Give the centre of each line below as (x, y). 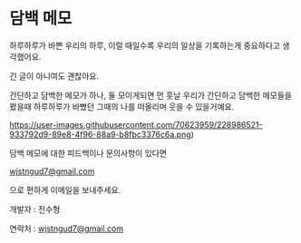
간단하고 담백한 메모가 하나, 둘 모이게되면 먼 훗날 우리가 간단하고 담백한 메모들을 (151, 95)
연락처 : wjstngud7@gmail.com (67, 228)
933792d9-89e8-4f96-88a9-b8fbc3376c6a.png (101, 134)
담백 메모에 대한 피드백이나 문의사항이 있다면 (88, 153)
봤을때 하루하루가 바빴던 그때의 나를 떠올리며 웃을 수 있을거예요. (122, 106)
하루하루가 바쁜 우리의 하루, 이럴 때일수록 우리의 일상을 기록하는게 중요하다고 (145, 45)
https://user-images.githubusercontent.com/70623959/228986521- (136, 124)
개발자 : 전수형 (35, 209)
